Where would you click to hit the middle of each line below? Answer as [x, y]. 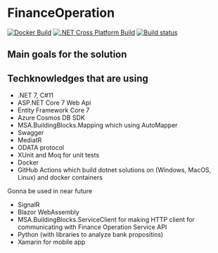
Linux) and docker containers [60, 178]
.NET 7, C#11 [36, 96]
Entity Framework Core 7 [53, 110]
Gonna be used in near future [50, 191]
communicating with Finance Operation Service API [92, 227]
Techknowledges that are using [78, 78]
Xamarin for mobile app [51, 242]
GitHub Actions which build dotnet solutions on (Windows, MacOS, [114, 170]
